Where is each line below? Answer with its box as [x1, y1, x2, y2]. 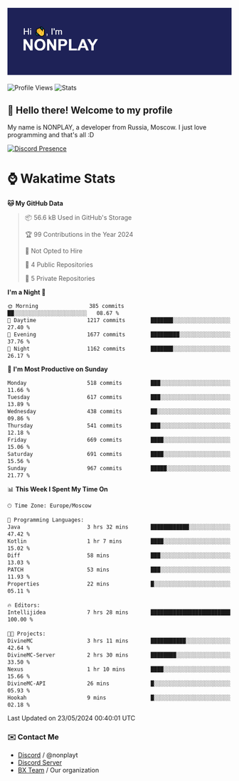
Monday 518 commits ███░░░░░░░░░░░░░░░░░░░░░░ [7, 379, 231, 386]
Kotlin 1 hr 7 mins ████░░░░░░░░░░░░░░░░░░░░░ [7, 538, 231, 545]
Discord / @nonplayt [17, 751, 78, 760]
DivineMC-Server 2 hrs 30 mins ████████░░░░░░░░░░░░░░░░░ [7, 652, 231, 659]
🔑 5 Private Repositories [24, 274, 96, 282]
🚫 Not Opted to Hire [24, 246, 83, 255]
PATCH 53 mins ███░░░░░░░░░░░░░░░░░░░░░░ [7, 566, 231, 573]
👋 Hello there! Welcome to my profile [7, 104, 173, 116]
